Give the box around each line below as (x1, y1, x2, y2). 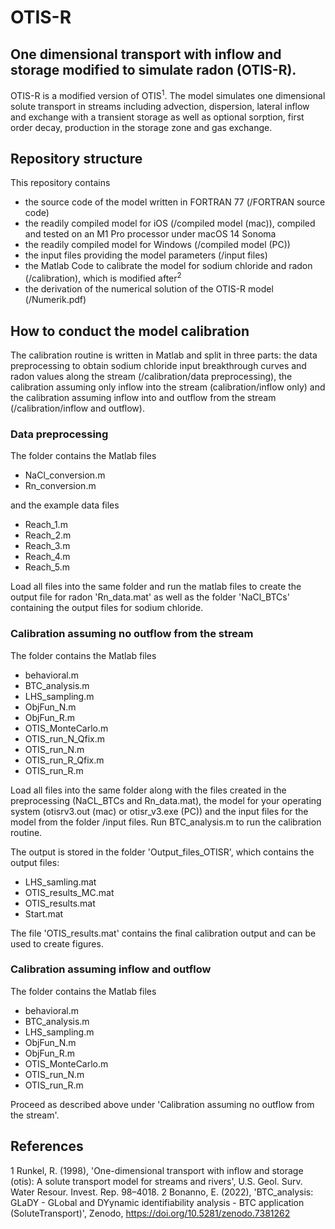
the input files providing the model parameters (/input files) (24, 249, 268, 261)
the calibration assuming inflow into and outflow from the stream (10, 391, 277, 403)
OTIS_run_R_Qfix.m (24, 754, 105, 766)
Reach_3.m (24, 540, 71, 552)
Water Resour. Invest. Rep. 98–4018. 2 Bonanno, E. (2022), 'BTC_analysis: (10, 1186, 314, 1198)
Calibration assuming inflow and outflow (10, 962, 212, 976)
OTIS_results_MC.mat (24, 886, 115, 898)
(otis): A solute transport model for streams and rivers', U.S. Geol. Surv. (10, 1175, 303, 1187)
